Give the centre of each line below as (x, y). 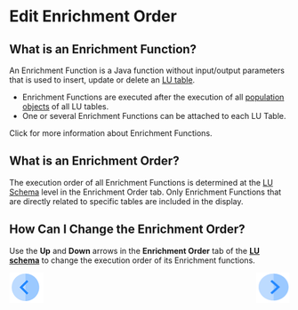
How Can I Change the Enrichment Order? (127, 230)
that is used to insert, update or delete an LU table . (102, 80)
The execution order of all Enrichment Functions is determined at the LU (141, 182)
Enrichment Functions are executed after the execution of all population (153, 97)
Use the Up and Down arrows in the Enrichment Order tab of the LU (135, 250)
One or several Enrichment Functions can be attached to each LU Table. (154, 116)
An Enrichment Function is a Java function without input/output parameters (147, 70)
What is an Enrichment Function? (103, 49)
